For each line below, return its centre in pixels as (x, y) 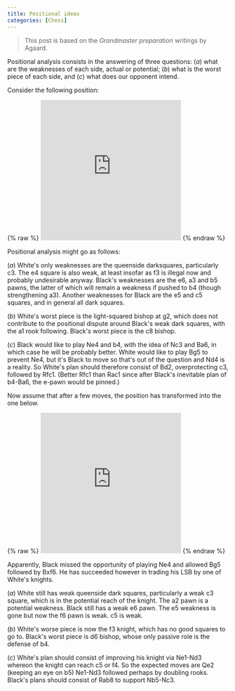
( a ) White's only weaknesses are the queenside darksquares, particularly (113, 265)
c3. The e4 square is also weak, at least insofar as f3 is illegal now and (109, 272)
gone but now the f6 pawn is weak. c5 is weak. (75, 615)
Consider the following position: (53, 90)
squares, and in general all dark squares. (66, 302)
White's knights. (31, 579)
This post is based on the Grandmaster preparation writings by (115, 40)
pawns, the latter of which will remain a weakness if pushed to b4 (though (114, 287)
